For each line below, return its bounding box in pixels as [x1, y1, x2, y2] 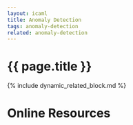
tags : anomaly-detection [7, 23, 79, 30]
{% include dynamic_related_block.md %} [7, 82, 126, 90]
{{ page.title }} [7, 59, 92, 74]
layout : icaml [7, 10, 48, 17]
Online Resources [7, 106, 111, 121]
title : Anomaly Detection [7, 16, 81, 23]
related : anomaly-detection [7, 29, 88, 36]
